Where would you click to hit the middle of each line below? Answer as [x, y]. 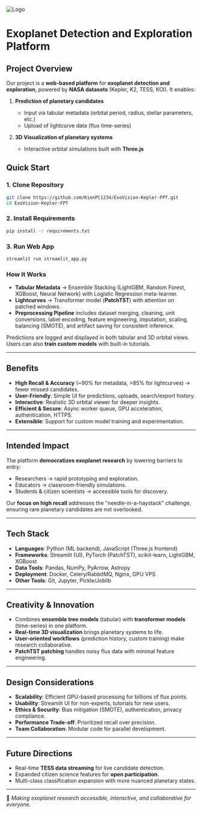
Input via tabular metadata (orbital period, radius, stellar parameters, [109, 113]
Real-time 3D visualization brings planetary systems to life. [89, 632]
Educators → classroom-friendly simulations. [71, 485]
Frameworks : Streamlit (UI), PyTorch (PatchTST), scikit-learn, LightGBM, [105, 555]
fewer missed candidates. [47, 389]
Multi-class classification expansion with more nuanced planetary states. [105, 780]
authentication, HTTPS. [44, 415]
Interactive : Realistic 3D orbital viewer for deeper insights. [87, 402]
